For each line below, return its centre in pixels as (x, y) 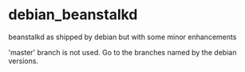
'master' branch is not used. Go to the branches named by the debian (122, 52)
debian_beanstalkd (73, 15)
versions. (23, 61)
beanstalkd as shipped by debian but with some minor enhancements (122, 37)
